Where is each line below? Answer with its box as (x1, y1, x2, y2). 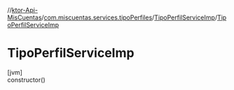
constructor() (7, 75, 46, 84)
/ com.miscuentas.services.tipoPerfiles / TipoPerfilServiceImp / (41, 13, 218, 22)
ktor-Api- (11, 6, 39, 14)
